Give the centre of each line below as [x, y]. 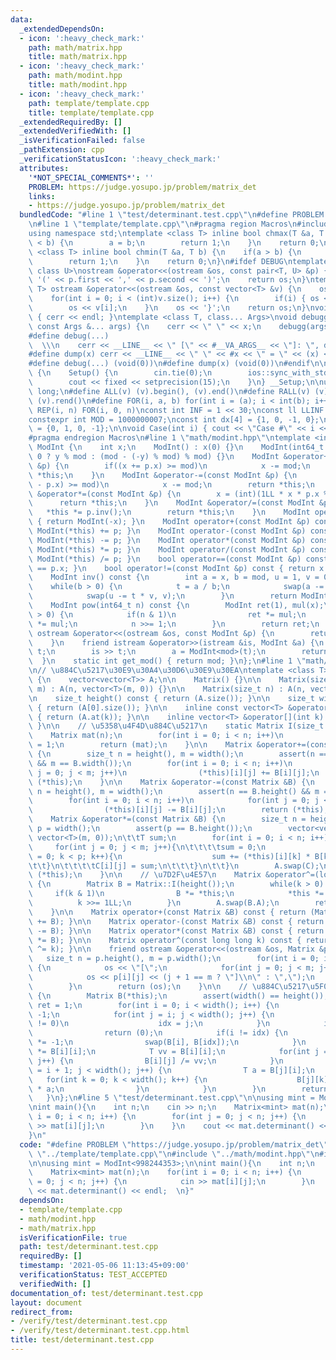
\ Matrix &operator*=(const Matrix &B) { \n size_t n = [167, 819]
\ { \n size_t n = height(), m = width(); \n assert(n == [178, 754]
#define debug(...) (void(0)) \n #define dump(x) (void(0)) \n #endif [169, 364]
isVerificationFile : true [73, 1237]
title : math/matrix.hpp [78, 57]
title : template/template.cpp [91, 112]
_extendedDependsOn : [62, 29]
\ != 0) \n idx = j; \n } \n [149, 1024]
